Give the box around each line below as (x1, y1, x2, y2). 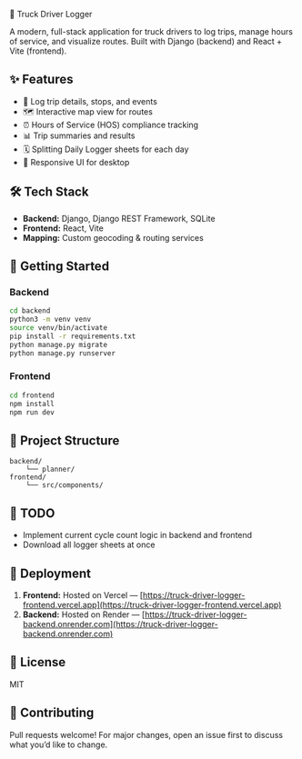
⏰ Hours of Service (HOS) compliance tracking (22, 119, 198, 130)
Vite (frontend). (9, 45, 67, 56)
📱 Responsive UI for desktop (22, 156, 130, 167)
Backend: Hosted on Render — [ (22, 609, 146, 620)
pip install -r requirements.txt (9, 332, 136, 341)
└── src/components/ (25, 481, 104, 490)
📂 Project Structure (9, 433, 120, 448)
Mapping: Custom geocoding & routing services (22, 232, 205, 243)
